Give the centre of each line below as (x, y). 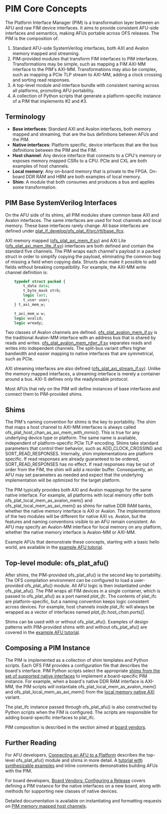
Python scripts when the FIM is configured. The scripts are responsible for (82, 712)
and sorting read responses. (41, 80)
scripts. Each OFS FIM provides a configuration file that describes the (77, 665)
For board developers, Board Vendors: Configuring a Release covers (75, 780)
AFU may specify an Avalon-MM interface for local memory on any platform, (83, 527)
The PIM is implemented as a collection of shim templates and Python (77, 660)
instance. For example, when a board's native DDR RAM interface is (75, 681)
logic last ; (36, 295)
